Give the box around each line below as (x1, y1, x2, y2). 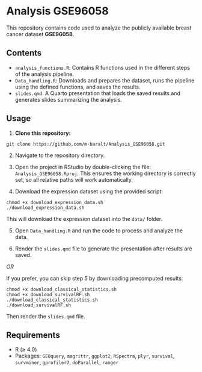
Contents (6, 48, 42, 58)
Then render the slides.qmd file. (6, 312, 85, 320)
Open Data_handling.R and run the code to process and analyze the (14, 227, 183, 234)
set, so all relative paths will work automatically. (14, 176, 133, 183)
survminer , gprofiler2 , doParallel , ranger (14, 359, 119, 366)
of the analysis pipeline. (14, 70, 74, 78)
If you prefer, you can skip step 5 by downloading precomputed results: (6, 274, 183, 282)
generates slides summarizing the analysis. (14, 96, 122, 103)
